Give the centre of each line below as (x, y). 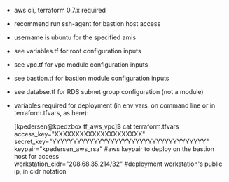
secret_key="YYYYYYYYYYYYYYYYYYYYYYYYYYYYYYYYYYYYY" (111, 141)
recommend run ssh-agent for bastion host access (87, 24)
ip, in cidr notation (40, 171)
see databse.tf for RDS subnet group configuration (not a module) (109, 92)
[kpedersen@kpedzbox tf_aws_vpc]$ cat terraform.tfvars (96, 126)
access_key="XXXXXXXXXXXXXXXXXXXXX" (79, 134)
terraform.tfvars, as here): (51, 113)
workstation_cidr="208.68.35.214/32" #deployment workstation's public (118, 164)
